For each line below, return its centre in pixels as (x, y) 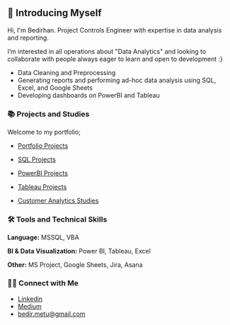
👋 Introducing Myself (54, 13)
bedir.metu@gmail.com (51, 314)
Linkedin (30, 299)
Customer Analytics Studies (58, 201)
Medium (30, 306)
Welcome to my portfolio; (44, 132)
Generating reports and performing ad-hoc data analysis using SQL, (117, 80)
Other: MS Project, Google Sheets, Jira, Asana (75, 265)
